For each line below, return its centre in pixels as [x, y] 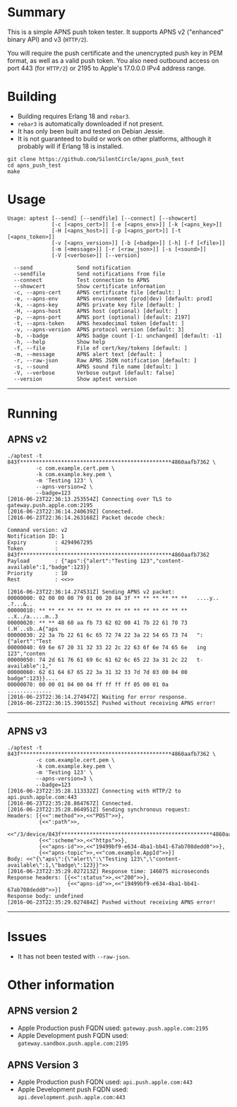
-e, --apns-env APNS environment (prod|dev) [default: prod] [113, 298]
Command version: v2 [38, 530]
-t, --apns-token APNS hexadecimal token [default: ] [99, 323]
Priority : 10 [38, 573]
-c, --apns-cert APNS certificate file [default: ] [97, 292]
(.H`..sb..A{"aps [33, 629]
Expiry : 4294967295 [50, 542]
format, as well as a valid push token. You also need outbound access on [113, 60]
